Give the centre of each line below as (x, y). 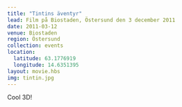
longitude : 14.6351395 (46, 65)
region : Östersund (34, 39)
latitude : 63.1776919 (45, 59)
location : (22, 52)
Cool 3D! (20, 97)
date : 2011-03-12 (32, 26)
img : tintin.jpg (31, 78)
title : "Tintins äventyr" (44, 13)
